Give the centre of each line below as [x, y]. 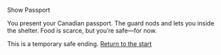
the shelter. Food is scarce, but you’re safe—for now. [82, 31]
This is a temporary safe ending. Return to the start [80, 44]
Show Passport [29, 10]
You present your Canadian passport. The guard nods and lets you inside [111, 23]
